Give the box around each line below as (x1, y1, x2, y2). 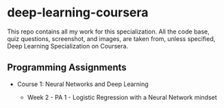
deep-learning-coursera (7, 5, 149, 21)
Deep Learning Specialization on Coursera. (7, 42, 129, 50)
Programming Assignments (7, 62, 127, 73)
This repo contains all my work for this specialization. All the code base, (7, 27, 210, 36)
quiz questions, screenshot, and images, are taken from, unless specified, (7, 34, 216, 42)
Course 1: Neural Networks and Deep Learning (16, 80, 149, 88)
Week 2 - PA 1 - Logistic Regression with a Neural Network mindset (27, 93, 217, 101)
